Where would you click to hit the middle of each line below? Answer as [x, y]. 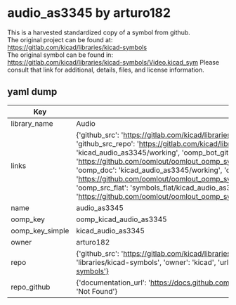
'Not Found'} [97, 291]
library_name [32, 123]
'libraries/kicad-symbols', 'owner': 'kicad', [146, 262]
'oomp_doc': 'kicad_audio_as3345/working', [149, 170]
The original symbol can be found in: [60, 55]
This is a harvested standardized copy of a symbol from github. [99, 32]
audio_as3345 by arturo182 [89, 13]
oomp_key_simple [40, 231]
